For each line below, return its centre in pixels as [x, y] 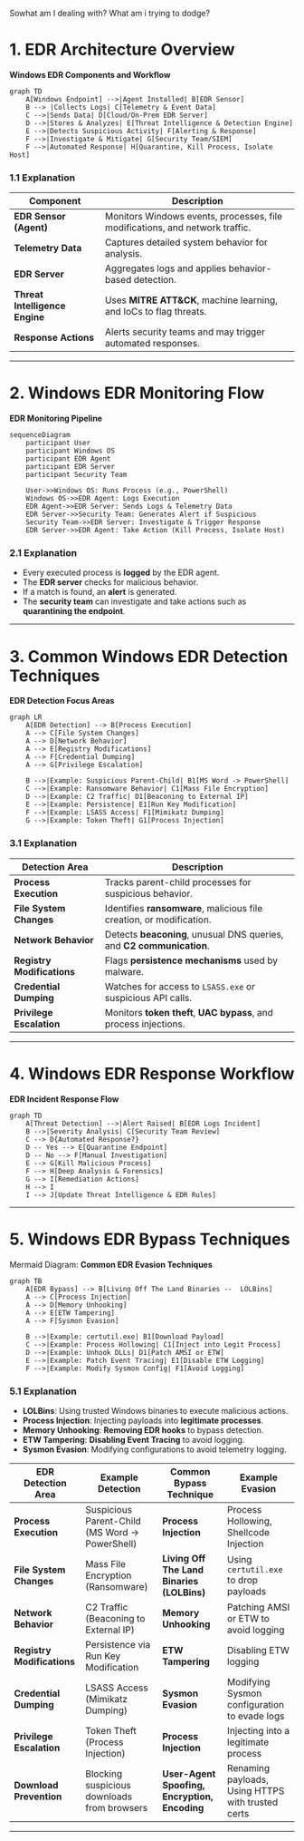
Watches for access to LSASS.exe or [180, 986]
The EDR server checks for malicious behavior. [110, 582]
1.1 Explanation [42, 178]
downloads [109, 1797]
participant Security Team [76, 475]
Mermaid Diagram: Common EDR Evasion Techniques [111, 1264]
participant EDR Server [71, 467]
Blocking [104, 1774]
